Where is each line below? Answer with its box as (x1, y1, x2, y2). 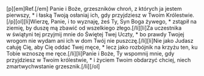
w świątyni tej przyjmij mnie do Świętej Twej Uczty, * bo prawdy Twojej (6, 31, 185, 38)
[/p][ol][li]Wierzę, (6, 18, 50, 25)
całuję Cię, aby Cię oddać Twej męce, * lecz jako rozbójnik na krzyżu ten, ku (6, 43, 198, 51)
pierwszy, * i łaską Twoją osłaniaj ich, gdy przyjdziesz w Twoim (6, 11, 165, 19)
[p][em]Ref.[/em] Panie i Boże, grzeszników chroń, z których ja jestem (6, 5, 182, 12)
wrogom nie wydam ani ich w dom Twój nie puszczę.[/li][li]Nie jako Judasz (6, 37, 194, 44)
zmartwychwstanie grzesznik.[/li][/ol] (6, 63, 100, 70)
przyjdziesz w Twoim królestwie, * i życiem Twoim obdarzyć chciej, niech (6, 57, 191, 63)
